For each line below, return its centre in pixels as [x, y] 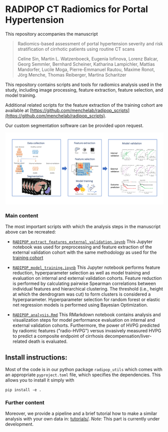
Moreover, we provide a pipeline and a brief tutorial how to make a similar [81, 413]
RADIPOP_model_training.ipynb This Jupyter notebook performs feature [86, 267]
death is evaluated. [48, 341]
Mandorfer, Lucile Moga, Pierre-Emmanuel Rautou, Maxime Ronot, [86, 69]
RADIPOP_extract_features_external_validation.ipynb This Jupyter [82, 242]
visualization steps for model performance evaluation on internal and [84, 320]
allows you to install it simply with [40, 380]
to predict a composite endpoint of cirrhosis [58, 336]
